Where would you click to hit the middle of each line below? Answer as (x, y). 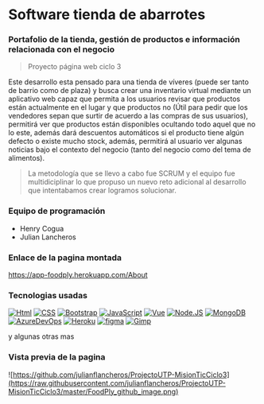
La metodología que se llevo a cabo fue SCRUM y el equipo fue (132, 173)
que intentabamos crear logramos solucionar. (102, 190)
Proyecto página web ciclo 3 (74, 67)
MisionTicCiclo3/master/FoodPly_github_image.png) (93, 391)
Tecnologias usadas (48, 295)
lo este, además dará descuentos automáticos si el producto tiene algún (126, 133)
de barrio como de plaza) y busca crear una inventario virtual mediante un (130, 91)
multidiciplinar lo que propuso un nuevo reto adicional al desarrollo (137, 182)
